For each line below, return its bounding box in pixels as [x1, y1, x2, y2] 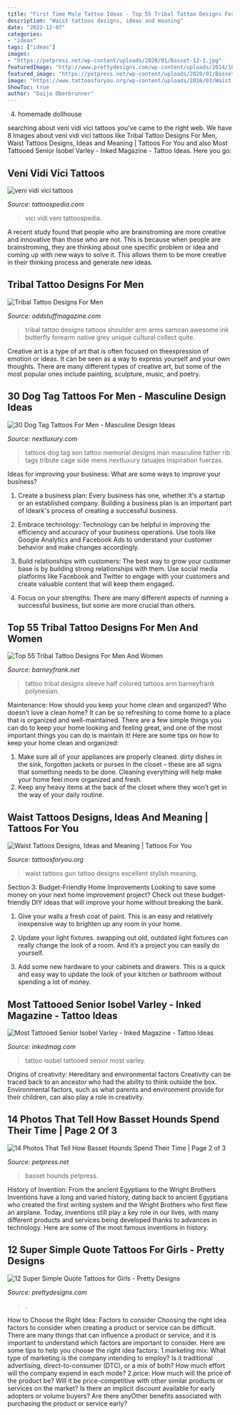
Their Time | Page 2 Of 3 [7, 1125, 118, 1137]
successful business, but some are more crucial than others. [17, 601, 196, 610]
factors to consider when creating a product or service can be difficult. [7, 1323, 216, 1331]
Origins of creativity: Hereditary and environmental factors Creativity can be [7, 1070, 231, 1078]
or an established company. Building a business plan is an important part [17, 498, 232, 507]
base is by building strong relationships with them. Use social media [17, 564, 218, 572]
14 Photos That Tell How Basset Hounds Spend [7, 1113, 220, 1126]
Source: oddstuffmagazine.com [7, 312, 101, 320]
